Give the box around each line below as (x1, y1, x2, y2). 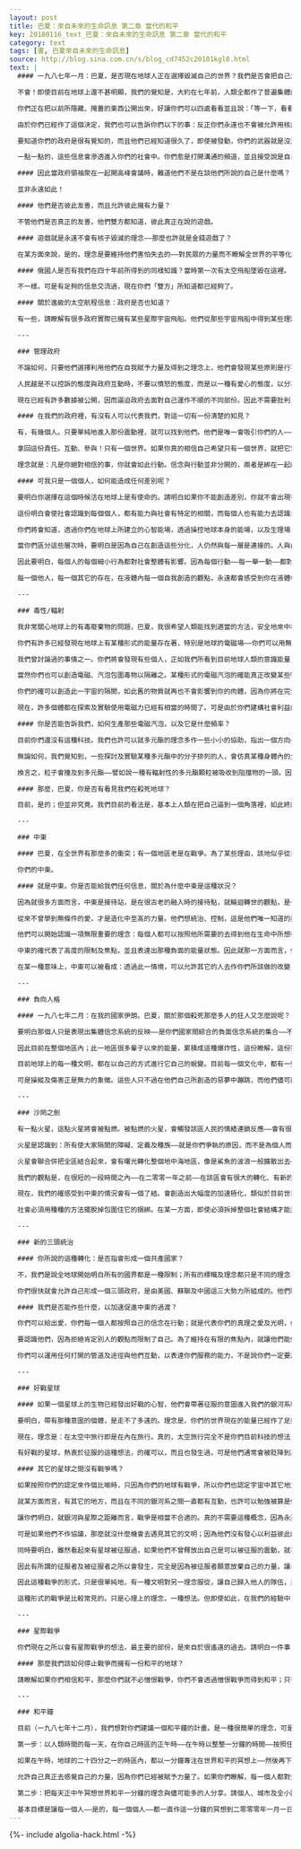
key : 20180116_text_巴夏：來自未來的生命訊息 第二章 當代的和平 (9, 30, 228, 39)
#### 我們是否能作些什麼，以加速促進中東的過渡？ (17, 1302, 177, 1311)
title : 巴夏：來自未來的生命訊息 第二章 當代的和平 (9, 22, 179, 31)
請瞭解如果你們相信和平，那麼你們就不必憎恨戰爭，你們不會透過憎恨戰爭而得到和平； (17, 1675, 284, 1684)
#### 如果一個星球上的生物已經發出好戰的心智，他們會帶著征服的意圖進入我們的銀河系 (17, 1399, 291, 1409)
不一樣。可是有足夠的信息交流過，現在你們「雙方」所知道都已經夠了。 (17, 282, 237, 292)
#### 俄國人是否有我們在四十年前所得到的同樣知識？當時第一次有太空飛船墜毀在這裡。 (17, 266, 291, 275)
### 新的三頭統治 (17, 1238, 74, 1247)
